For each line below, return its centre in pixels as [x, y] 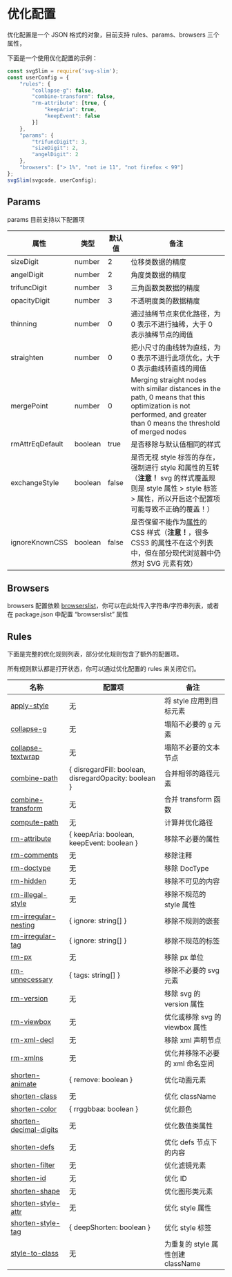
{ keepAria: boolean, [101, 835]
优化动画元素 [185, 1080]
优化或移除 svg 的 [193, 1017]
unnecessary [32, 980]
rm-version [29, 999]
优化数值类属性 [189, 1126]
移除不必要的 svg [192, 970]
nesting [23, 925]
